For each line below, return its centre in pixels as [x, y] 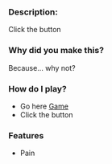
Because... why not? [42, 68]
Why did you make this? [56, 51]
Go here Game [44, 106]
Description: [33, 12]
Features [26, 135]
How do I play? [37, 88]
